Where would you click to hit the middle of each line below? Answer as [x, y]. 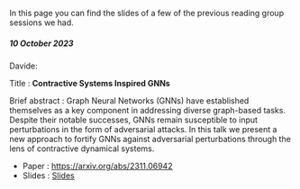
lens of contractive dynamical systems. [82, 148]
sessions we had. [41, 22]
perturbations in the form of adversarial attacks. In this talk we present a [143, 129]
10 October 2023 [41, 43]
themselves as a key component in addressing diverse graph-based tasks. [148, 110]
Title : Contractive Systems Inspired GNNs [90, 83]
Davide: [23, 66]
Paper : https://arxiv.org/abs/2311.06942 [97, 166]
